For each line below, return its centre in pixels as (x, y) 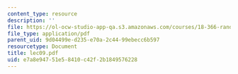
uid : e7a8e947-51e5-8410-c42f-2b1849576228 (73, 60)
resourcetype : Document (42, 47)
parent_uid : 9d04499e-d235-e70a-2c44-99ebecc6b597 (84, 40)
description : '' (31, 20)
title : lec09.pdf (33, 54)
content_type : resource (42, 14)
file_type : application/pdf (49, 33)
